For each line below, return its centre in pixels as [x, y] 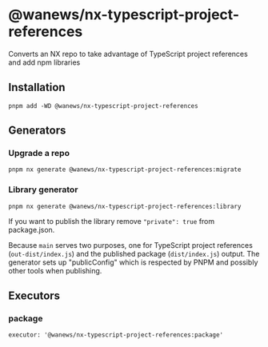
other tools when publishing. [55, 270]
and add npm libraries [44, 62]
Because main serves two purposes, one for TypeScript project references [131, 245]
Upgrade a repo [39, 154]
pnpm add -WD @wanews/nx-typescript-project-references [103, 106]
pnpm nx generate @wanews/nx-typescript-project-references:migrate [125, 170]
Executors [34, 296]
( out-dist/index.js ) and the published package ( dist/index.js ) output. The [134, 253]
